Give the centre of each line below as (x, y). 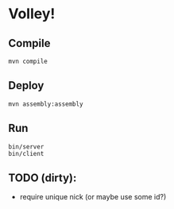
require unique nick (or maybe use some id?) (93, 197)
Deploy (26, 85)
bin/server (26, 147)
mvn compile (28, 61)
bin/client (26, 153)
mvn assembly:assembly (46, 104)
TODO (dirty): (43, 178)
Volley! (32, 14)
